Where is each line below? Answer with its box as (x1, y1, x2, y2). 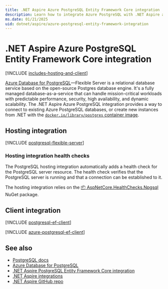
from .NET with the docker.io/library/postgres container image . (5, 112, 139, 118)
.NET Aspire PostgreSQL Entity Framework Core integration (12, 267, 135, 273)
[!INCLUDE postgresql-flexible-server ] (5, 140, 84, 146)
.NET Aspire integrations (12, 273, 63, 279)
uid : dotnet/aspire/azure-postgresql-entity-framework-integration (5, 21, 149, 27)
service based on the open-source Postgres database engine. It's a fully (5, 85, 154, 91)
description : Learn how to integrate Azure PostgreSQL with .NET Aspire (5, 12, 160, 17)
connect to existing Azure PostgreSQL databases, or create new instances (5, 106, 158, 113)
